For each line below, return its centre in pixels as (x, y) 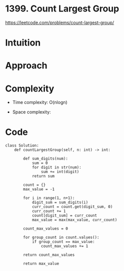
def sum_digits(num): (46, 159)
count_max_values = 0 (46, 229)
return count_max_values (49, 255)
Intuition (23, 43)
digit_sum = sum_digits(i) (60, 202)
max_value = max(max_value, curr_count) (74, 220)
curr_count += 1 (49, 211)
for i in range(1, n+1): (49, 198)
